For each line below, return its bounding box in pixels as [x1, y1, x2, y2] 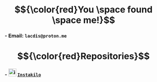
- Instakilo [4, 71, 41, 78]
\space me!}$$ [51, 14, 115, 26]
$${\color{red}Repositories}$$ [17, 51, 150, 62]
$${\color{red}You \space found [14, 4, 153, 15]
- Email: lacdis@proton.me [4, 32, 67, 39]
